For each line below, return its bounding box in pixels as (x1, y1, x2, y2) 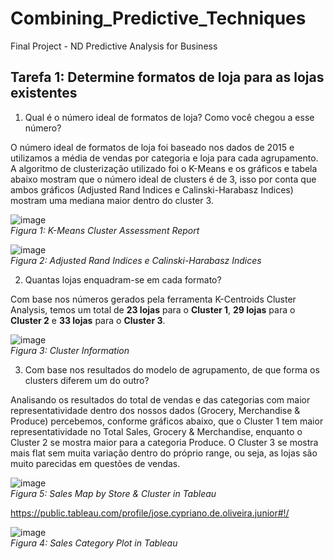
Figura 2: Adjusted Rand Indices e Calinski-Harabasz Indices (10, 254, 262, 266)
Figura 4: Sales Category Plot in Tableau (10, 537, 178, 549)
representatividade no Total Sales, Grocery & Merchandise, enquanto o (10, 425, 303, 437)
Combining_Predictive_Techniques (10, 7, 307, 30)
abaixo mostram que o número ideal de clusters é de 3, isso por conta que (10, 173, 317, 185)
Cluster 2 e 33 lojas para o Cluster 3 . (10, 314, 166, 326)
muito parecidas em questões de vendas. (10, 457, 181, 469)
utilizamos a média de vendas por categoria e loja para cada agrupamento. (10, 152, 319, 164)
